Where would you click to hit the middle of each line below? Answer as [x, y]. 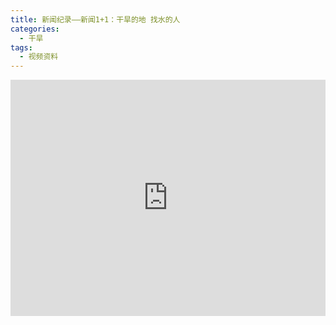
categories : [35, 29]
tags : [21, 47]
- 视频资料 [39, 57]
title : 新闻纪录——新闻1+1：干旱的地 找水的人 [95, 19]
